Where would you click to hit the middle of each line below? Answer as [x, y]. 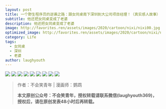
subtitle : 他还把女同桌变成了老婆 [37, 19]
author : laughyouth [25, 60]
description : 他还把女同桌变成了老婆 [40, 23]
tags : [11, 42]
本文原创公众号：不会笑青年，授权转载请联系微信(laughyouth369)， [87, 95]
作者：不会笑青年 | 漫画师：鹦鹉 [50, 85]
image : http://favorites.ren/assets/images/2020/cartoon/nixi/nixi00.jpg [83, 28]
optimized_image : [23, 33]
